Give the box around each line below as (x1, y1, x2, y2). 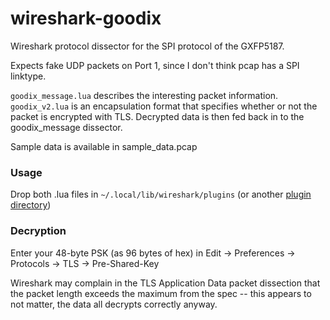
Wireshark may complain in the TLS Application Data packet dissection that (10, 277, 321, 289)
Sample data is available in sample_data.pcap (10, 140, 198, 152)
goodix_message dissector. (10, 121, 123, 133)
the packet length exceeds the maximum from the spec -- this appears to (10, 287, 312, 299)
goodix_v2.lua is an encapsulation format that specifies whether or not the (10, 100, 318, 112)
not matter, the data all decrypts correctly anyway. (10, 298, 218, 310)
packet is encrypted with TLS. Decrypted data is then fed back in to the (10, 110, 305, 122)
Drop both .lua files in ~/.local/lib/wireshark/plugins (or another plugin (10, 188, 312, 201)
